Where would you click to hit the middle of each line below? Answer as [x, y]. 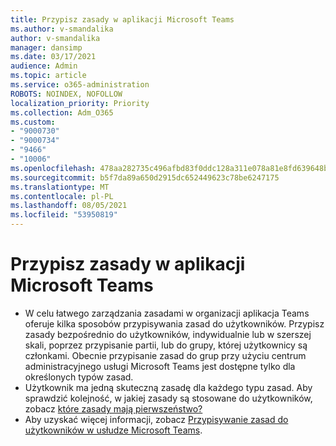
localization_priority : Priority [80, 103]
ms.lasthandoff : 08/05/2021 [69, 206]
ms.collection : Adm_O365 [62, 112]
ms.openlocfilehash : [53, 168]
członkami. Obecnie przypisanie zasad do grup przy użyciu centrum [165, 355]
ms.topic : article [48, 76]
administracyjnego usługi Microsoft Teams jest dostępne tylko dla [160, 366]
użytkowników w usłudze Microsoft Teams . [113, 430]
